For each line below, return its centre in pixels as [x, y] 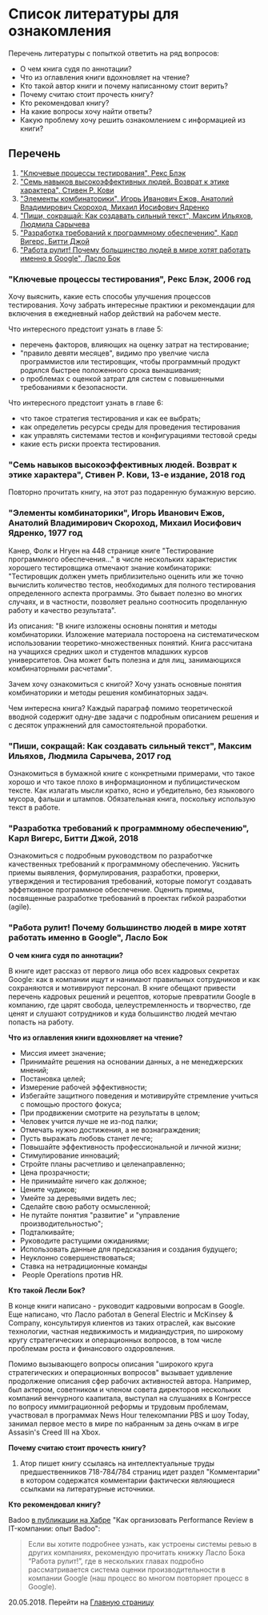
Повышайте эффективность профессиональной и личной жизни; [130, 1146]
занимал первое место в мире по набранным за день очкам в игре [124, 1423]
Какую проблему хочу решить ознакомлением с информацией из [133, 120]
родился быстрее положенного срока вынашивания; [110, 371]
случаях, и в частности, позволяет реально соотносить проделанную [128, 602]
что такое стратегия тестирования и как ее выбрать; [110, 419]
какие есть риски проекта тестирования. [90, 444]
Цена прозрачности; [55, 1172]
